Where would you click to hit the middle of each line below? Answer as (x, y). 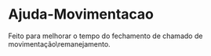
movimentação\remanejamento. (60, 44)
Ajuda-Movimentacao (81, 14)
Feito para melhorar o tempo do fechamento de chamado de (105, 36)
